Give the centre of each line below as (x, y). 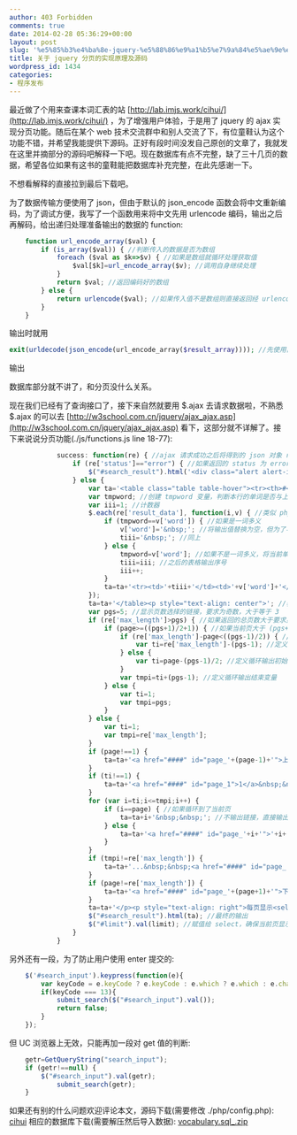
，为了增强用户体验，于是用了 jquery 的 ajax (190, 120)
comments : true (37, 26)
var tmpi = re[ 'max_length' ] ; (156, 735)
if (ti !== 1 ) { (114, 776)
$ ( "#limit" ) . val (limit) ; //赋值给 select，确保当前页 (183, 924)
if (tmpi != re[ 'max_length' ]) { (145, 859)
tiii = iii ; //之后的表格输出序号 (173, 563)
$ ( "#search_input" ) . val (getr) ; (99, 1076)
